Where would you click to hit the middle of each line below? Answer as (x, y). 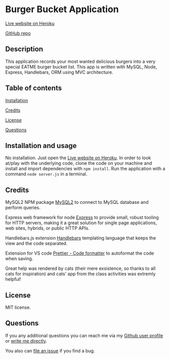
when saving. (19, 259)
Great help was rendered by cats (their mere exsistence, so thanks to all (80, 268)
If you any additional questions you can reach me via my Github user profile (84, 335)
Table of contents (33, 88)
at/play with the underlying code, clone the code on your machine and (79, 163)
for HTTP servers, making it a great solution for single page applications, (81, 223)
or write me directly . (26, 341)
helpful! (13, 279)
